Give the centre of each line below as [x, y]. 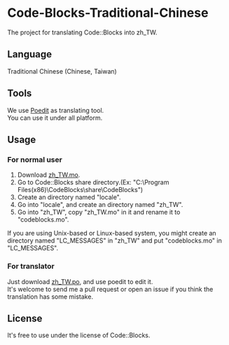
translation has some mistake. [50, 297]
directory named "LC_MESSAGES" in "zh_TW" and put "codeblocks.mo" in [114, 241]
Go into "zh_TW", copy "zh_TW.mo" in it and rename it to [99, 212]
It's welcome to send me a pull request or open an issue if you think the [110, 289]
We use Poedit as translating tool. [56, 110]
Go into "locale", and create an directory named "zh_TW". [100, 205]
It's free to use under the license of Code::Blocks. [79, 335]
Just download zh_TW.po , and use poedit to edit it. [80, 281]
